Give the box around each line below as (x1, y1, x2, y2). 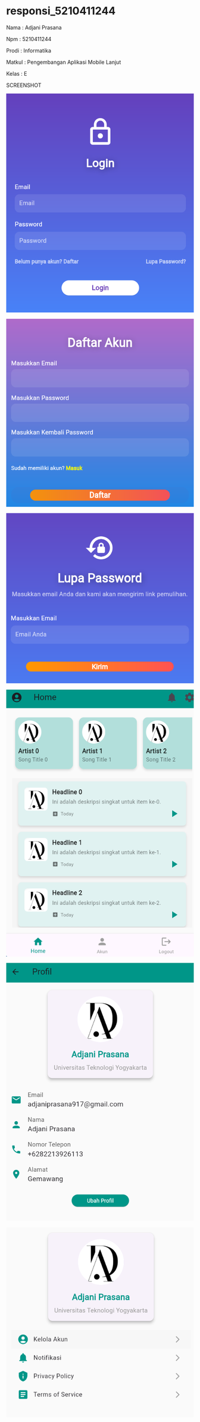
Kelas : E (6, 70, 27, 77)
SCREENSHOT (6, 82, 42, 89)
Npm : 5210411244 (6, 35, 52, 42)
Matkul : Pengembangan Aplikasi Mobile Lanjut (6, 58, 121, 66)
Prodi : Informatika (6, 46, 52, 54)
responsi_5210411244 (6, 4, 116, 18)
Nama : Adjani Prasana (6, 24, 62, 31)
